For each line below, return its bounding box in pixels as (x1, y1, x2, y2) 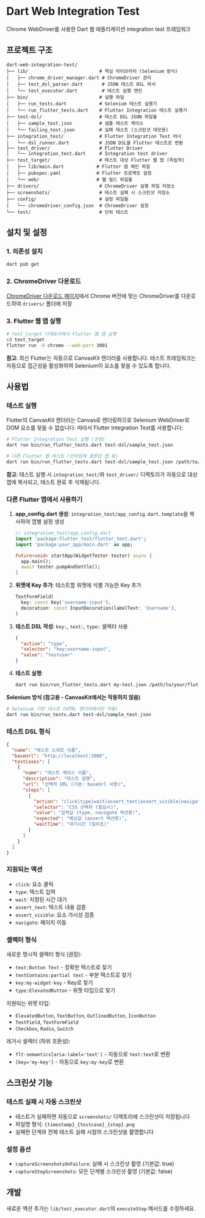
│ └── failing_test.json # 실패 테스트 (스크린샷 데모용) (6, 127, 169, 133)
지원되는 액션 (6, 865, 43, 874)
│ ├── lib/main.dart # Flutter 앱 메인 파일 (6, 164, 151, 170)
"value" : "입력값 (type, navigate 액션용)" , (33, 810, 142, 816)
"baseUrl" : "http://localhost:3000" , (12, 752, 108, 759)
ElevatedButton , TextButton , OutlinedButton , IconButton (15, 1012, 156, 1019)
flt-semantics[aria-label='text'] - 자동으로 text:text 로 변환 (15, 1051, 171, 1058)
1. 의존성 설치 (6, 247, 43, 255)
